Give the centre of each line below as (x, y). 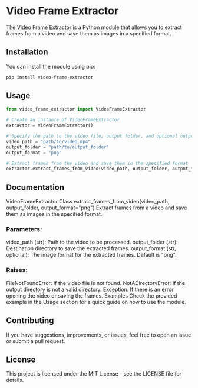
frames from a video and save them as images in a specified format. (89, 33)
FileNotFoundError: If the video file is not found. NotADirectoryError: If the (96, 283)
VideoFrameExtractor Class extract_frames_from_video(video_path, (88, 202)
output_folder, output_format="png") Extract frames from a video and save (97, 208)
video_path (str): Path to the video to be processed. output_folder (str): (92, 242)
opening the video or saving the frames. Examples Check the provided (92, 295)
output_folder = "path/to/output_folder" (58, 147)
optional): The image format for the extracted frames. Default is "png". (91, 255)
